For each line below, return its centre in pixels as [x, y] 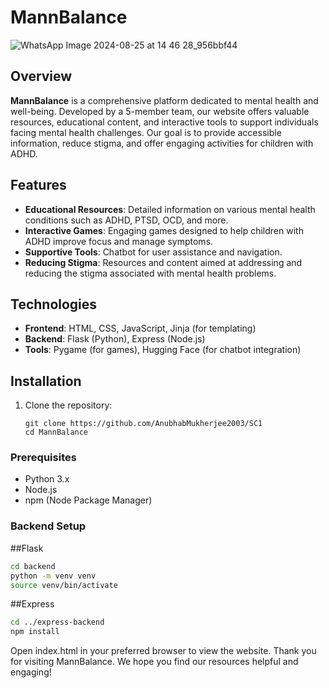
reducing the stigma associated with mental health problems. [150, 273]
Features [38, 185]
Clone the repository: [68, 405]
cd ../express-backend [57, 622]
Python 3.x [47, 479]
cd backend [33, 566]
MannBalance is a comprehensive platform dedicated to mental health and [164, 100]
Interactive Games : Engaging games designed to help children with [164, 230]
